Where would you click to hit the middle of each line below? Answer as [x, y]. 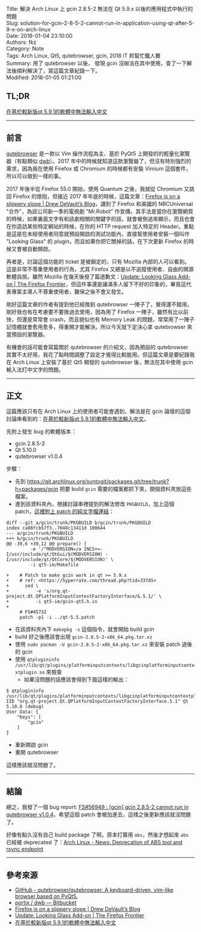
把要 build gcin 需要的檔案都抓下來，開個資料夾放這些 [126, 489]
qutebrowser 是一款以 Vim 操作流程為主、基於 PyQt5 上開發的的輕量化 [93, 153]
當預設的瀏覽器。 [27, 334]
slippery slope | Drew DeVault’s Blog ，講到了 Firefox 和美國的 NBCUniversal [100, 203]
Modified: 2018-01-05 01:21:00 [44, 77]
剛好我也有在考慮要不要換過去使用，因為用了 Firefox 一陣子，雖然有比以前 [98, 311]
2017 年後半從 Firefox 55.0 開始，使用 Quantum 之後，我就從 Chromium [95, 188]
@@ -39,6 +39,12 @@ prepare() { [46, 544]
